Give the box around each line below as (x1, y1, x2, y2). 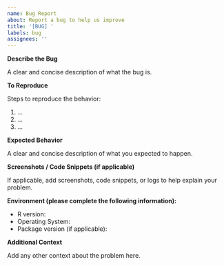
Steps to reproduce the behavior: (7, 94, 101, 103)
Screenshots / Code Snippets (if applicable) (7, 163, 135, 171)
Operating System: (17, 218, 71, 226)
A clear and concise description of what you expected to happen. (7, 150, 193, 158)
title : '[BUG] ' (7, 23, 54, 30)
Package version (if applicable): (17, 225, 108, 233)
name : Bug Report (7, 10, 57, 17)
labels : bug (7, 29, 41, 37)
